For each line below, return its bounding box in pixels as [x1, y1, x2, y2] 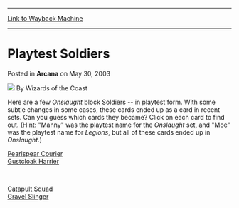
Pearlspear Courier [7, 149, 63, 157]
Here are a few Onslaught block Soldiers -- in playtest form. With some [7, 98, 216, 106]
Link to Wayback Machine [7, 14, 83, 22]
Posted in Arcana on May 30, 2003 [7, 69, 111, 78]
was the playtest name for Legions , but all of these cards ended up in [7, 128, 211, 136]
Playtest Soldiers [7, 46, 110, 62]
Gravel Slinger [7, 192, 49, 200]
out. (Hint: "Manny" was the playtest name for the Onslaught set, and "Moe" [7, 120, 231, 129]
